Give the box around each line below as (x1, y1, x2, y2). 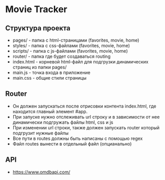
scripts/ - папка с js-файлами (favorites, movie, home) (12, 48, 128, 54)
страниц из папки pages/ (12, 64, 67, 70)
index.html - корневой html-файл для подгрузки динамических (12, 59, 149, 64)
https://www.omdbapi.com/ (12, 169, 71, 175)
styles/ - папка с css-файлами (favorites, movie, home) (12, 43, 130, 49)
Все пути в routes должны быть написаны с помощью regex (12, 135, 143, 141)
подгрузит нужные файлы (12, 130, 69, 136)
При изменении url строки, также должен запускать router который (12, 124, 160, 130)
